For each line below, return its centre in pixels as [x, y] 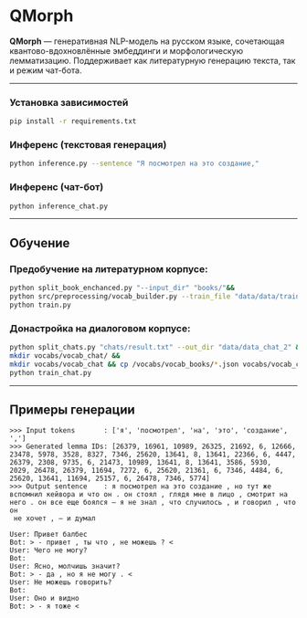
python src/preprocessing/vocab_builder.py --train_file [120, 297]
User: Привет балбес [49, 535]
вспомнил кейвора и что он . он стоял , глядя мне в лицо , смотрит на [148, 495]
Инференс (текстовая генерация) [88, 145]
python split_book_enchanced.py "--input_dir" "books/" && [122, 288]
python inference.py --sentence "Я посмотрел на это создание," [134, 164]
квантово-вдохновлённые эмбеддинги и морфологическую [127, 50]
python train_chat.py [51, 372]
